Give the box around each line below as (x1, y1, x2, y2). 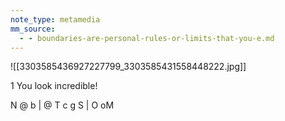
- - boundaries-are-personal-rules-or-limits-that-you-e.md (19, 33, 275, 43)
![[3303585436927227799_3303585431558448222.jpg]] (10, 61, 247, 73)
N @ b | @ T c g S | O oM (10, 99, 115, 111)
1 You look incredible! (10, 80, 98, 92)
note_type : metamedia (10, 14, 101, 25)
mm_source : (10, 24, 56, 34)
